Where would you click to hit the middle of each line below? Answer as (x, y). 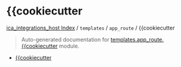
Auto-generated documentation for (65, 39)
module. (69, 46)
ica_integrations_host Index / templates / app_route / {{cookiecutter (90, 28)
